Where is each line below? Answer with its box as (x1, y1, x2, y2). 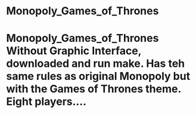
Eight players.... (6, 95, 87, 109)
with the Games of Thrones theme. (6, 82, 182, 96)
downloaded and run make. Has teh (6, 57, 185, 70)
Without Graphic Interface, (6, 44, 142, 58)
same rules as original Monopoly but (6, 70, 191, 83)
